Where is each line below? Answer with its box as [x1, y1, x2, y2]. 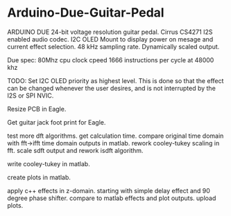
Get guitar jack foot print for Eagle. [7, 118, 106, 126]
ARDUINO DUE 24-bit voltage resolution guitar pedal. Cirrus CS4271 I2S [7, 28, 213, 36]
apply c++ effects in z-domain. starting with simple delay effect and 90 [7, 186, 210, 195]
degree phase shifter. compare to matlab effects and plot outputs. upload [7, 194, 216, 202]
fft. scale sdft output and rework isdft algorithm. [7, 146, 144, 154]
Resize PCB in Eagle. [7, 105, 67, 113]
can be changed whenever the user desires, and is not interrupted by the [7, 84, 216, 92]
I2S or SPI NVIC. [7, 91, 54, 100]
